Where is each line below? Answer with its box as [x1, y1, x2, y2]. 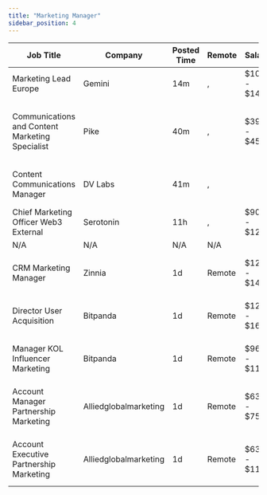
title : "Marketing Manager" [8, 11, 102, 20]
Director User [12, 304, 63, 316]
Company [105, 49, 143, 61]
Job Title [26, 49, 61, 61]
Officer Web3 [12, 216, 63, 227]
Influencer [12, 352, 51, 363]
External [12, 226, 44, 238]
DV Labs [83, 179, 115, 190]
